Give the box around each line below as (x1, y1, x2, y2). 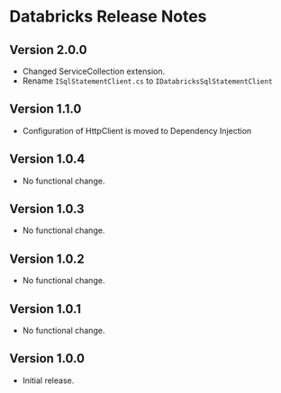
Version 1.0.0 (9, 351, 86, 366)
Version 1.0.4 (9, 151, 86, 167)
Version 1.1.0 (9, 102, 82, 117)
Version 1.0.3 (9, 201, 85, 217)
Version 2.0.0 (9, 42, 87, 58)
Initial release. (22, 375, 75, 386)
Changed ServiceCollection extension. (22, 66, 166, 76)
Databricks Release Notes (9, 6, 207, 27)
